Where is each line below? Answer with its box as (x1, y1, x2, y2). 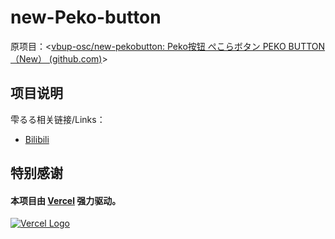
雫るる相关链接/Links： (10, 113, 106, 125)
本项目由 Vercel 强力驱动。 (10, 194, 122, 206)
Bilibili (24, 133, 50, 145)
